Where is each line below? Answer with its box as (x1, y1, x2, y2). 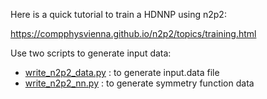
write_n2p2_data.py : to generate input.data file (24, 67, 220, 78)
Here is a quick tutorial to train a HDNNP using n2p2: (10, 9, 227, 20)
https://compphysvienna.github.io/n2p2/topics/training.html (10, 28, 257, 39)
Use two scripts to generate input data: (10, 47, 172, 59)
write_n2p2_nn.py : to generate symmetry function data (24, 77, 255, 89)
